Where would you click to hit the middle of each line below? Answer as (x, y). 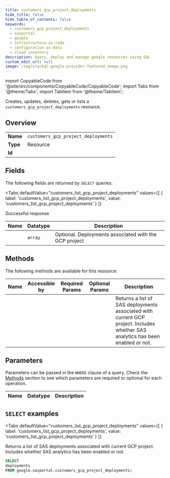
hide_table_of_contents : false (38, 19)
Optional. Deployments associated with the (106, 234)
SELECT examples (32, 413)
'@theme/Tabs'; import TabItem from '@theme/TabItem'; (64, 92)
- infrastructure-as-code (37, 43)
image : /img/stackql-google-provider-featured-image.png (67, 66)
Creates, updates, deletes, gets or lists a (47, 101)
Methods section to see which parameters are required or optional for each (83, 378)
